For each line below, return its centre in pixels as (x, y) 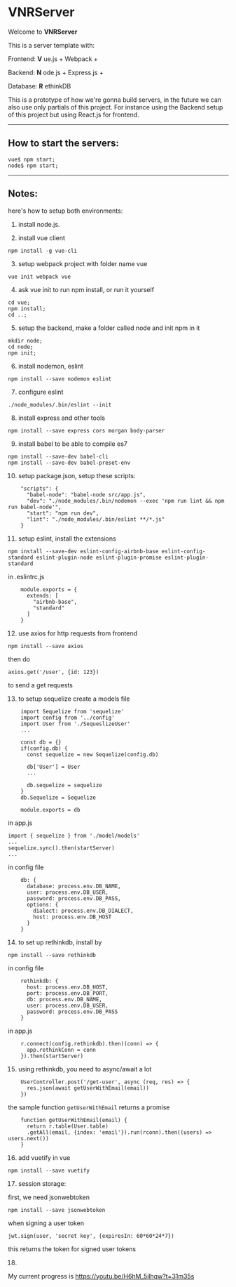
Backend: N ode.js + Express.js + (56, 72)
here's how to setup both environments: (65, 211)
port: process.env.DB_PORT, (68, 993)
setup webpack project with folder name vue (83, 263)
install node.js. (39, 224)
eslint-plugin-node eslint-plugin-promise (99, 557)
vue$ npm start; (32, 159)
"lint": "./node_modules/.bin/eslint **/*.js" (96, 519)
